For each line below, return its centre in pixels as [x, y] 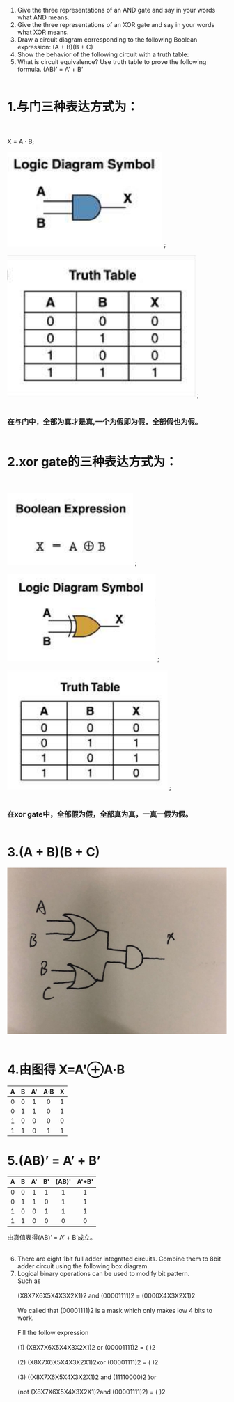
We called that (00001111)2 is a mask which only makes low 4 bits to [115, 1310]
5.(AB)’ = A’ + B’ [54, 1161]
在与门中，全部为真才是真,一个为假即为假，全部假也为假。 [105, 422]
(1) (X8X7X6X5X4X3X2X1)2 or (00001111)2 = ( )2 [86, 1347]
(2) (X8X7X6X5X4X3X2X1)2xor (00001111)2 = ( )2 [88, 1362]
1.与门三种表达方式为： [73, 107]
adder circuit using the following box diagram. [83, 1266]
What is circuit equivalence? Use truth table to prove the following [112, 62]
